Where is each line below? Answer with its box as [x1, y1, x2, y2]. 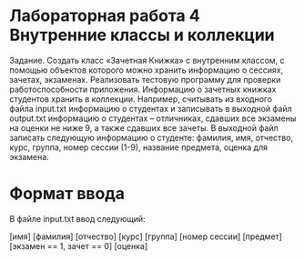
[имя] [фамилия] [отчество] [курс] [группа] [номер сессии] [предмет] [9, 231, 282, 242]
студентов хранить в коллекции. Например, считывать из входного [9, 93, 273, 105]
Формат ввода [9, 184, 126, 205]
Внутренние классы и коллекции [9, 25, 275, 45]
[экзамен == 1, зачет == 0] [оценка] [9, 240, 148, 251]
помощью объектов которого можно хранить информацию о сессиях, [9, 65, 284, 75]
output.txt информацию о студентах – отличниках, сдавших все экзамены [9, 113, 297, 124]
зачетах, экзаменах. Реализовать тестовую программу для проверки [9, 74, 281, 85]
